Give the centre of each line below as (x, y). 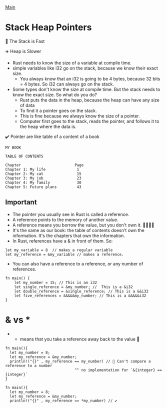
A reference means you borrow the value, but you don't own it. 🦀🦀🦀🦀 (83, 225)
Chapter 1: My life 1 (42, 169)
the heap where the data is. (48, 126)
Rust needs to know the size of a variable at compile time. (72, 62)
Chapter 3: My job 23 (43, 178)
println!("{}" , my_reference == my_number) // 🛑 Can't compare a (80, 361)
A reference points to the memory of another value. (65, 219)
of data (27, 105)
